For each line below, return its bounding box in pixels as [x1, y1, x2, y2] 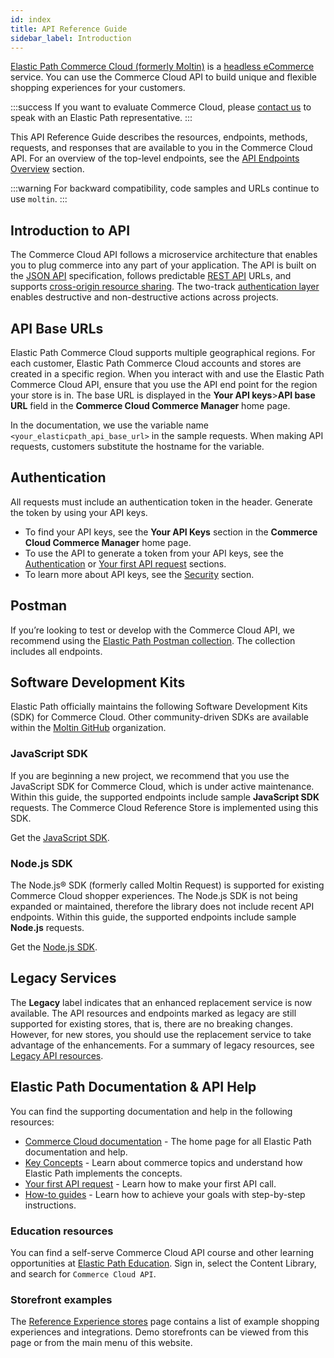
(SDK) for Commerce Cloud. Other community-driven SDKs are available [10, 711, 309, 723]
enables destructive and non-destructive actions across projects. [10, 291, 279, 303]
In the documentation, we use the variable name [10, 419, 209, 431]
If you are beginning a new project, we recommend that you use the [10, 769, 290, 781]
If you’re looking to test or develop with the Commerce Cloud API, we [10, 624, 295, 636]
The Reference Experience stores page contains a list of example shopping [10, 1316, 320, 1328]
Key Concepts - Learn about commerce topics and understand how [24, 1156, 303, 1168]
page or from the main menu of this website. [10, 1337, 193, 1349]
